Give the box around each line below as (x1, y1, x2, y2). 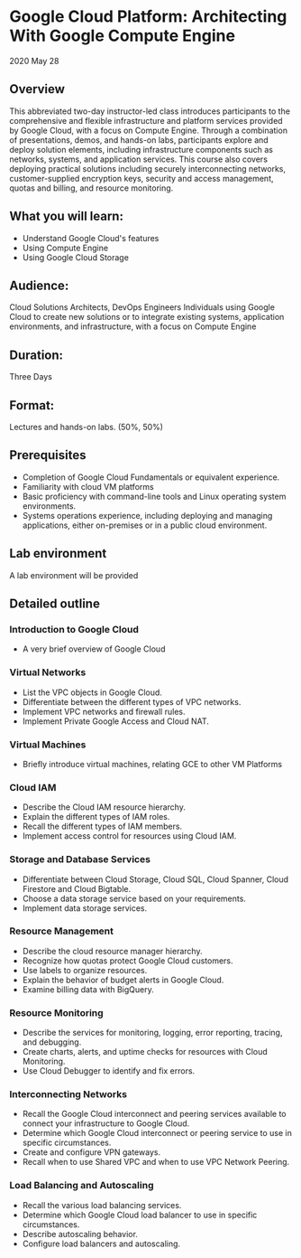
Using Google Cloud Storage (22, 251, 129, 263)
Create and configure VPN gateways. (22, 1147, 160, 1158)
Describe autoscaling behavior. (22, 1228, 138, 1239)
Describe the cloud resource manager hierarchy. (22, 945, 203, 956)
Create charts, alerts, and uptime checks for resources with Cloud (22, 1047, 268, 1057)
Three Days (9, 371, 52, 382)
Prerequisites (9, 447, 87, 463)
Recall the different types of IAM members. (22, 821, 183, 832)
